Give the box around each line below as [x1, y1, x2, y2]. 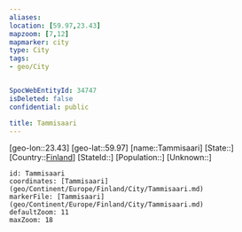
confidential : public [9, 103, 90, 112]
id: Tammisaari [9, 169, 66, 178]
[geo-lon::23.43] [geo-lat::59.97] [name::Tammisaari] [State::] [9, 143, 235, 153]
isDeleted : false [9, 94, 74, 103]
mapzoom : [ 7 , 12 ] [9, 29, 69, 38]
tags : [9, 54, 29, 63]
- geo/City [9, 63, 50, 72]
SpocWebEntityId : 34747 [9, 86, 98, 95]
